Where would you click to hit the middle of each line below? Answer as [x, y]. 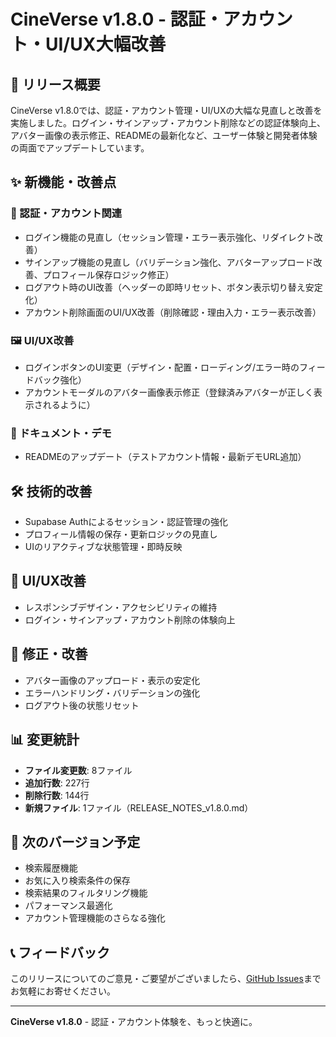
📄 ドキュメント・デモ [61, 433]
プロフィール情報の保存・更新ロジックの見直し [121, 534]
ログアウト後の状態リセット [82, 705]
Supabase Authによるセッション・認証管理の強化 [126, 522]
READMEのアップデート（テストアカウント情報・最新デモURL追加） [165, 457]
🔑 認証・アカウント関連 [66, 213]
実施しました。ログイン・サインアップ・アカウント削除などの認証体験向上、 [168, 123]
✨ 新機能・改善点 [63, 182]
